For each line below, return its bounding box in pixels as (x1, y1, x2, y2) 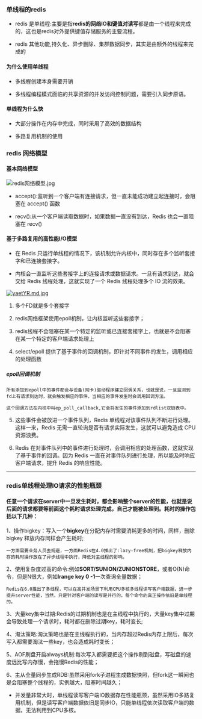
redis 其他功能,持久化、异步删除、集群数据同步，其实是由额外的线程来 (14, 40, 189, 48)
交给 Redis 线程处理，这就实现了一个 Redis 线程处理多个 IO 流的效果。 (14, 278, 189, 285)
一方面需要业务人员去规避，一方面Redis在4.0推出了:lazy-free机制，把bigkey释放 (6, 548, 188, 554)
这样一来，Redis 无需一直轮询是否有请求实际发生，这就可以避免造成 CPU (14, 424, 196, 431)
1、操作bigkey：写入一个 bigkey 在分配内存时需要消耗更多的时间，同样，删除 (6, 527, 195, 534)
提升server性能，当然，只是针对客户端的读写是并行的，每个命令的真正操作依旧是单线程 (6, 593, 192, 599)
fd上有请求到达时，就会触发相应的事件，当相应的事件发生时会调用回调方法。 (6, 393, 168, 399)
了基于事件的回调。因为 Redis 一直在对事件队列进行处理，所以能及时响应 (14, 452, 195, 459)
